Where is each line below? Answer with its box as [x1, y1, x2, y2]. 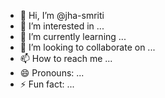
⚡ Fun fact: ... [19, 78, 75, 90]
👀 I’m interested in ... [19, 20, 105, 32]
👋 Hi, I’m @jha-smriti [19, 10, 105, 21]
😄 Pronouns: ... [19, 67, 85, 79]
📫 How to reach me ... [19, 53, 113, 64]
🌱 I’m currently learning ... [19, 31, 127, 42]
